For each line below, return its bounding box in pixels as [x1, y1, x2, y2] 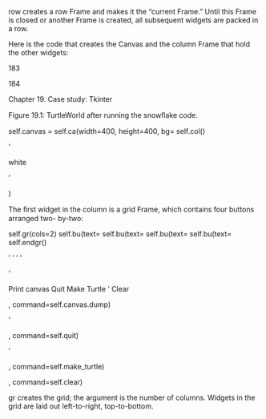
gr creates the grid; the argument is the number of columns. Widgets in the [8, 393, 256, 402]
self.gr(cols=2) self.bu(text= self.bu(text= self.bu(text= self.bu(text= [8, 229, 232, 239]
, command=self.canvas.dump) [8, 300, 111, 309]
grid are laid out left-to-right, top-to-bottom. [8, 401, 154, 411]
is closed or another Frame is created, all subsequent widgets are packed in [8, 15, 259, 25]
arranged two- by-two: [8, 214, 84, 223]
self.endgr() [8, 238, 47, 247]
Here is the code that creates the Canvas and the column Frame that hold [8, 39, 251, 49]
